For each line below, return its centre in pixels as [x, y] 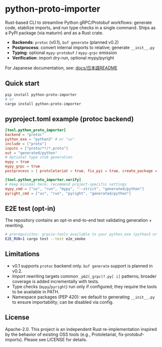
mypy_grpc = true [23, 167]
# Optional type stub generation [39, 157]
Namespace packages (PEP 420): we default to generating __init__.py [83, 297]
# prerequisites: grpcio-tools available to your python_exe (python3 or [81, 234]
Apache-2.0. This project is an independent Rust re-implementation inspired [81, 329]
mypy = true [17, 162]
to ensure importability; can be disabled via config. [63, 302]
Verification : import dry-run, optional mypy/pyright [63, 58]
